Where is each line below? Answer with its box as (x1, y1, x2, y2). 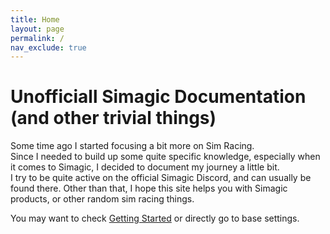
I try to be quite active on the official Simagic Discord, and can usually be (10, 172, 312, 184)
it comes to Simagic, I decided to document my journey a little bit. (10, 161, 280, 173)
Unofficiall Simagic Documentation (10, 86, 307, 108)
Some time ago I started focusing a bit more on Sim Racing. (10, 140, 255, 152)
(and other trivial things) (10, 107, 217, 130)
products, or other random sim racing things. (10, 193, 195, 205)
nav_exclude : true (10, 42, 87, 53)
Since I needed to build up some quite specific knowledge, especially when (10, 151, 321, 163)
